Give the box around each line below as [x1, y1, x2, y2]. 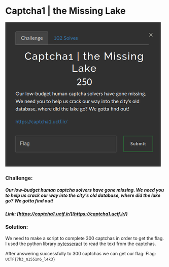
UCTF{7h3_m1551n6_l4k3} [5, 257, 56, 262]
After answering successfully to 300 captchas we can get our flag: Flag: [5, 250, 156, 256]
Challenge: [5, 174, 33, 182]
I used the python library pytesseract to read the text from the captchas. [5, 241, 156, 247]
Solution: [5, 224, 28, 231]
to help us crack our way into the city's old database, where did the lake [5, 192, 161, 198]
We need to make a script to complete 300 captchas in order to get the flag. [5, 235, 164, 241]
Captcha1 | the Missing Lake [5, 5, 126, 17]
